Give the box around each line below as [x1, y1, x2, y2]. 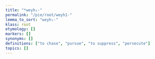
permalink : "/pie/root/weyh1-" [5, 12, 72, 17]
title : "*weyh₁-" [5, 7, 43, 13]
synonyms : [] [5, 36, 33, 42]
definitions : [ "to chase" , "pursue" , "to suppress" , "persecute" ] [5, 41, 150, 46]
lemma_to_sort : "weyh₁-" [5, 17, 59, 22]
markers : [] [5, 31, 31, 36]
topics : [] [5, 46, 29, 51]
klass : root [5, 22, 31, 27]
